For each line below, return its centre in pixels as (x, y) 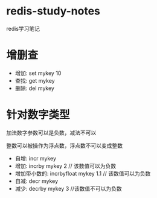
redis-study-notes (53, 11)
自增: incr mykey (35, 158)
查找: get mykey (35, 80)
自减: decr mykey (37, 181)
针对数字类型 (38, 115)
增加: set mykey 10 (38, 73)
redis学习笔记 (23, 28)
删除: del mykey (34, 88)
